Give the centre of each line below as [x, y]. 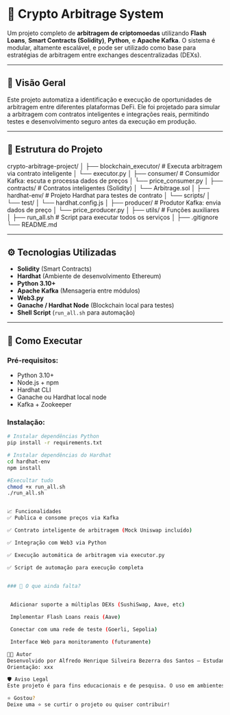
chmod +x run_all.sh [37, 487]
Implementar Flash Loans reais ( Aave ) [65, 617]
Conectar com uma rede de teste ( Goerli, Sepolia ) [84, 630]
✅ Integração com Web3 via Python [57, 543]
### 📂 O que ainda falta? [44, 586]
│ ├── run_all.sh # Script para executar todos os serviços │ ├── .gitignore [113, 217]
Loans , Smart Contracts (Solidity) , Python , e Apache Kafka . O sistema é [111, 40]
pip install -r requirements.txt [55, 443]
